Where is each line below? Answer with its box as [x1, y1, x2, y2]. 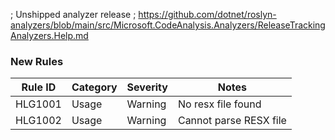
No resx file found [177, 97, 262, 111]
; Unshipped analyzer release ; [10, 9, 137, 20]
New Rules [10, 54, 64, 68]
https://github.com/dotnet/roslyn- [138, 9, 277, 20]
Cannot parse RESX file [177, 114, 287, 128]
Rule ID [21, 80, 57, 94]
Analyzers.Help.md [10, 30, 89, 41]
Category [71, 80, 118, 94]
